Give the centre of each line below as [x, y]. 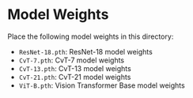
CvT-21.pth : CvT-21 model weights [75, 77]
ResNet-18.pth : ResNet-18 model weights [86, 51]
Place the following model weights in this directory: [91, 36]
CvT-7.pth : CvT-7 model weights [71, 60]
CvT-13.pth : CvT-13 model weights [75, 68]
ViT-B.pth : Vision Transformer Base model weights [102, 85]
